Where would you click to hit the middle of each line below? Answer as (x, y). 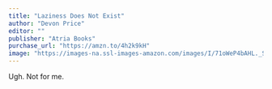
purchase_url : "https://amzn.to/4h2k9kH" (79, 46)
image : (19, 53)
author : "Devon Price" (47, 23)
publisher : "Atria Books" (52, 38)
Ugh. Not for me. (36, 76)
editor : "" (27, 31)
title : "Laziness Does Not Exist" (67, 16)
